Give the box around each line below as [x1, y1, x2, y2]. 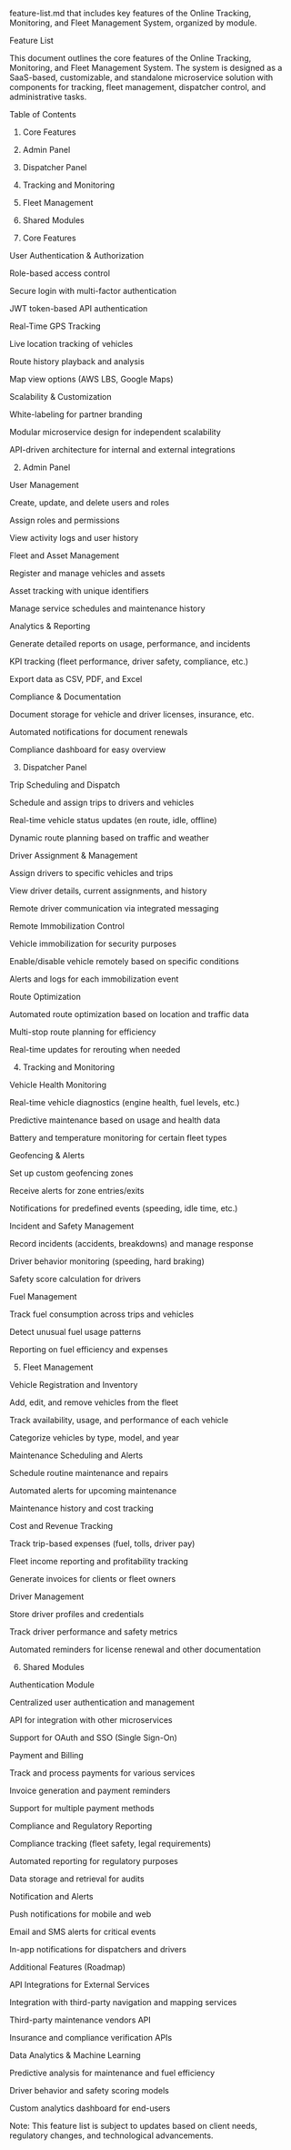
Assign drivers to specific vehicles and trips [9, 868, 174, 878]
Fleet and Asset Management [9, 550, 120, 561]
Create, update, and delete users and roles [9, 497, 170, 508]
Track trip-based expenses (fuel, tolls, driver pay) [9, 1538, 196, 1549]
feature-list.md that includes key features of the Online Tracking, [9, 8, 252, 18]
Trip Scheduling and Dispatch [9, 780, 121, 790]
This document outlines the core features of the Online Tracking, [9, 53, 252, 63]
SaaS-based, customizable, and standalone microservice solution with [9, 72, 274, 83]
